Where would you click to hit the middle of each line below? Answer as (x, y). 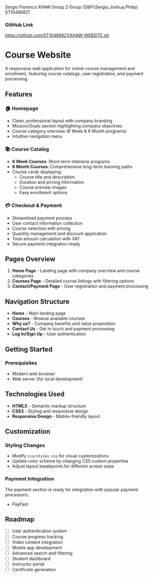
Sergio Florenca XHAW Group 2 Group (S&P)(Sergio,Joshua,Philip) (71, 7)
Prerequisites (21, 363)
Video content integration (37, 542)
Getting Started (29, 349)
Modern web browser (34, 374)
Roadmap (20, 519)
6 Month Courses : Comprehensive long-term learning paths (72, 167)
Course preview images (43, 187)
